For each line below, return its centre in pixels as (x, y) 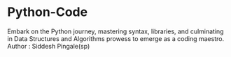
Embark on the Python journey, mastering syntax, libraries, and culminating (115, 31)
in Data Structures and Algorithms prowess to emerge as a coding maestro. (116, 38)
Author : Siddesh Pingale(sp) (49, 46)
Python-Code (48, 12)
